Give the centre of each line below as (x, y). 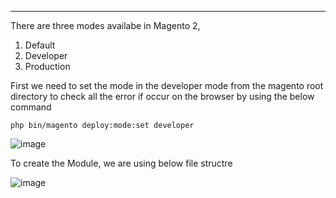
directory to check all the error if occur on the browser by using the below (162, 96)
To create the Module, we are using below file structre (121, 163)
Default (40, 45)
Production (47, 66)
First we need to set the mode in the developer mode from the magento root (167, 85)
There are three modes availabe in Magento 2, (105, 25)
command (31, 107)
